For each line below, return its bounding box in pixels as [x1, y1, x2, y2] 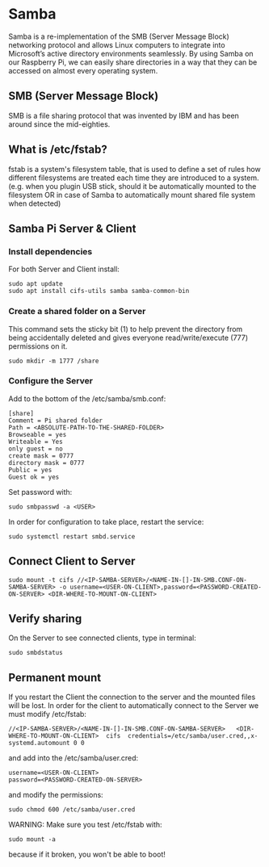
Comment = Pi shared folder [8, 417, 103, 425]
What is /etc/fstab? [8, 143, 107, 157]
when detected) [8, 199, 61, 208]
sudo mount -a [8, 836, 57, 844]
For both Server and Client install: [8, 264, 120, 274]
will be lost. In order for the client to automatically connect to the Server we [8, 701, 259, 710]
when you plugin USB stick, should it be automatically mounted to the [25, 181, 257, 191]
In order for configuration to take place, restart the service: [8, 517, 204, 526]
